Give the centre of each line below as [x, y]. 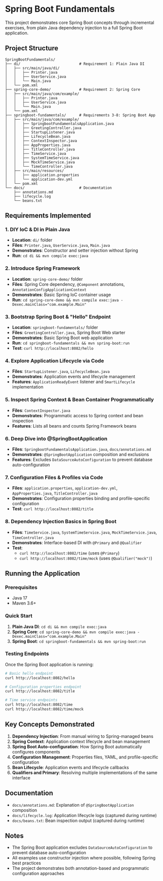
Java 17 [20, 598]
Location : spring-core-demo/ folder [47, 279]
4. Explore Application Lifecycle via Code [54, 361]
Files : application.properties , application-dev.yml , [65, 488]
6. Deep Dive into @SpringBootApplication [56, 438]
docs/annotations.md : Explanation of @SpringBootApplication [73, 805]
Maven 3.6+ [24, 603]
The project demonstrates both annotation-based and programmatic [81, 868]
